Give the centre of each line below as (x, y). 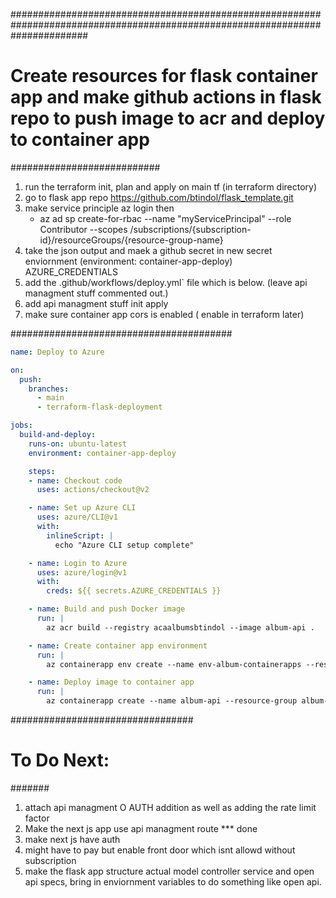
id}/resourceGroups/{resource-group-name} (131, 240)
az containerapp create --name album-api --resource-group (172, 701)
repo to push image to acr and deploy (168, 118)
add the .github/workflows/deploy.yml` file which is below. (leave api (166, 282)
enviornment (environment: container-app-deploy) (128, 261)
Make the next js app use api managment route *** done (141, 828)
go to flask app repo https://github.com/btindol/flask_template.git (159, 197)
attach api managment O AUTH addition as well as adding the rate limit (170, 807)
